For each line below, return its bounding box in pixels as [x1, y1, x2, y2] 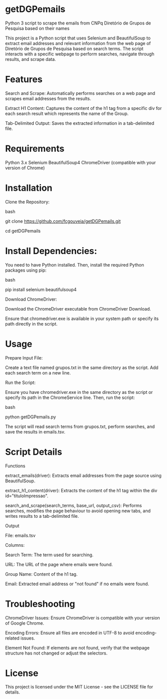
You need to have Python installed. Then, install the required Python [5, 262, 144, 268]
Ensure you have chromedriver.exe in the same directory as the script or [5, 389, 153, 395]
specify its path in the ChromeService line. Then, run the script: [5, 394, 135, 400]
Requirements [5, 143, 65, 154]
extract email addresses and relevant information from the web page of [5, 40, 151, 46]
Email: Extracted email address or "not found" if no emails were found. [5, 581, 149, 587]
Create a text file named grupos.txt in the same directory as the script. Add [5, 364, 159, 370]
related [5, 635, 20, 641]
